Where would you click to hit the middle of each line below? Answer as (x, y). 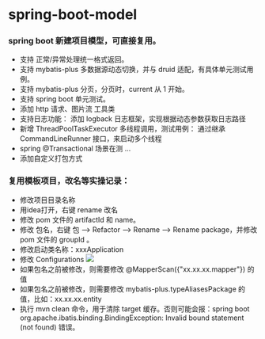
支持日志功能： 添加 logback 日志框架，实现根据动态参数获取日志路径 (133, 119)
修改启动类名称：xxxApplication (72, 249)
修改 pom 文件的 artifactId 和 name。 (80, 219)
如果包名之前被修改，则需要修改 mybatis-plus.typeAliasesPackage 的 (132, 289)
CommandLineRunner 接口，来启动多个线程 (91, 139)
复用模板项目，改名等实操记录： (69, 181)
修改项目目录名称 (47, 200)
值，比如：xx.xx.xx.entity (61, 299)
